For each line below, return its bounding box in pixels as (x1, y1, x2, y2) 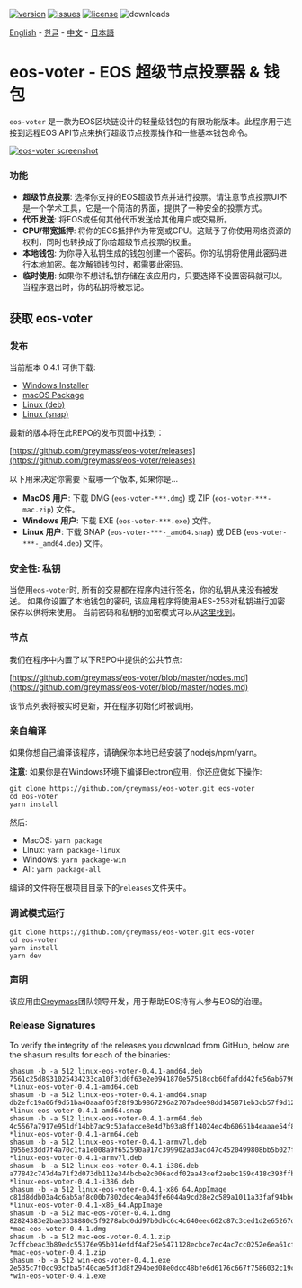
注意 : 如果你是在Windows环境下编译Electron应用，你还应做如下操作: (9, 766, 262, 776)
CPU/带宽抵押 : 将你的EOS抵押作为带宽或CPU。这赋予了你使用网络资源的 (22, 225, 292, 236)
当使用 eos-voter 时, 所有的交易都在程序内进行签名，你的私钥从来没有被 (9, 585, 271, 595)
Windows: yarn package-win (22, 854, 127, 865)
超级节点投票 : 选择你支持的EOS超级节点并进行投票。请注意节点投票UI (22, 192, 280, 203)
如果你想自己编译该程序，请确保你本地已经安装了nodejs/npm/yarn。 (9, 747, 262, 757)
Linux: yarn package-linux (22, 844, 120, 855)
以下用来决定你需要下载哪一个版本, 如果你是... (9, 473, 179, 484)
